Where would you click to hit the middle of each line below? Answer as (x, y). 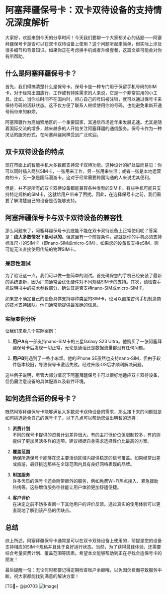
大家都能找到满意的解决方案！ (49, 576)
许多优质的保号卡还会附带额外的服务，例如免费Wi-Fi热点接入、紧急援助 (85, 481)
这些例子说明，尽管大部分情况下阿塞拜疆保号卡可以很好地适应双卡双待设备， (83, 375)
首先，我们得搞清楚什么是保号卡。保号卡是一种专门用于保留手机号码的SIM (81, 86)
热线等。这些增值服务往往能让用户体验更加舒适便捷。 (67, 487)
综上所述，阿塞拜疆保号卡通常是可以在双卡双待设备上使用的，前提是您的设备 (83, 541)
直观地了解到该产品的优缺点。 (43, 510)
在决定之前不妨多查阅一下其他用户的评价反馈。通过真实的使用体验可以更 (86, 504)
